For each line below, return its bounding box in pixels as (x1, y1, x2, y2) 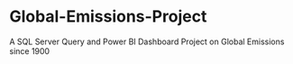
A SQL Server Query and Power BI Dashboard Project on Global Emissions (9, 36, 285, 47)
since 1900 (9, 45, 50, 56)
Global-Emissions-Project (9, 6, 207, 27)
